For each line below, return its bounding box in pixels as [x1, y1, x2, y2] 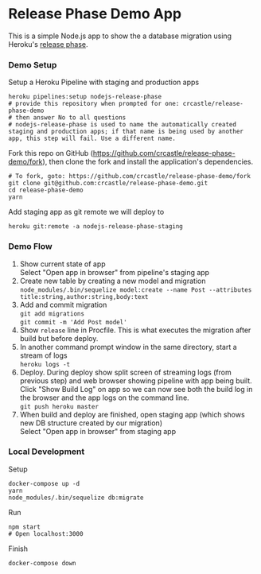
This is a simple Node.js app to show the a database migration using [8, 31, 232, 41]
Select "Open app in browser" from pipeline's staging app [19, 267, 209, 277]
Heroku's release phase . [8, 39, 89, 48]
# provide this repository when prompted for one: [8, 100, 180, 108]
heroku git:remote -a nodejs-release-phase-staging [8, 223, 183, 231]
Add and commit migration [19, 300, 107, 309]
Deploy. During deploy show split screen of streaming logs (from [19, 367, 232, 377]
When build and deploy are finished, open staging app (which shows [19, 409, 245, 419]
